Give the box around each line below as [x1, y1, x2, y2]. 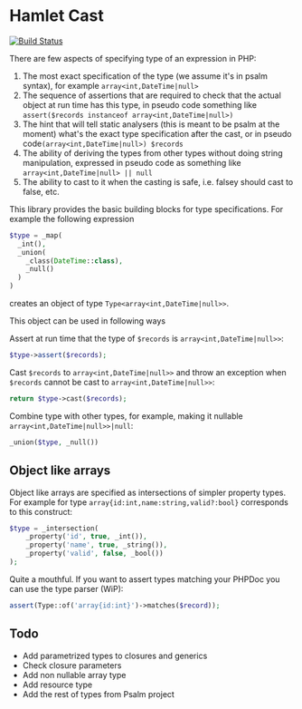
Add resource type [22, 679, 93, 690]
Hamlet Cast [9, 5, 104, 26]
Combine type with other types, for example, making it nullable [9, 410, 243, 422]
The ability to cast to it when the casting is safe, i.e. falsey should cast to [22, 176, 294, 187]
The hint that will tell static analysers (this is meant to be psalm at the [22, 119, 280, 130]
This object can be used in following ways [9, 316, 165, 326]
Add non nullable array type [22, 669, 127, 680]
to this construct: [9, 506, 73, 517]
